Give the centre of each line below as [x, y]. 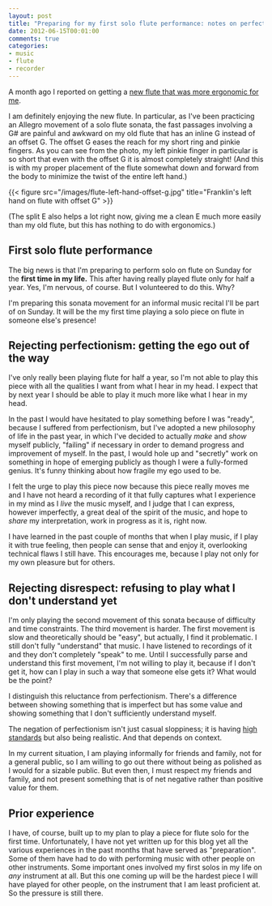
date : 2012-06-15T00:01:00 [54, 31]
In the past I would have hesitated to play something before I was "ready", [132, 419]
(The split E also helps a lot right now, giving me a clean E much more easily [135, 216]
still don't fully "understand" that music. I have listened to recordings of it [130, 646]
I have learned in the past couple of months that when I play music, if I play [134, 536]
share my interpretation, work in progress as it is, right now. [108, 521]
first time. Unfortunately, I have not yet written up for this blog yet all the [128, 841]
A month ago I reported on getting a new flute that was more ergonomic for [134, 92]
